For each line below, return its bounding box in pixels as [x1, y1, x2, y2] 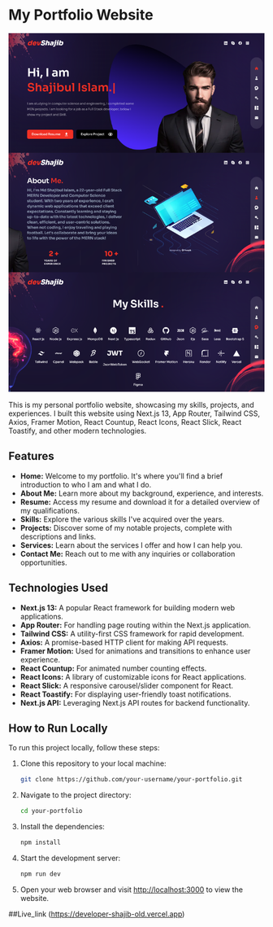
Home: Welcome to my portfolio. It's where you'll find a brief [19, 470, 223, 481]
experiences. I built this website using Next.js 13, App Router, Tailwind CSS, [8, 409, 261, 418]
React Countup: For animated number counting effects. [19, 663, 207, 673]
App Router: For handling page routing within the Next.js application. [19, 620, 252, 630]
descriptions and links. [19, 531, 97, 541]
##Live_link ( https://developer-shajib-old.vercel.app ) [8, 909, 185, 919]
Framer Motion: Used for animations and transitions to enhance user [19, 645, 251, 656]
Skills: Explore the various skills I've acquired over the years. [19, 514, 225, 524]
